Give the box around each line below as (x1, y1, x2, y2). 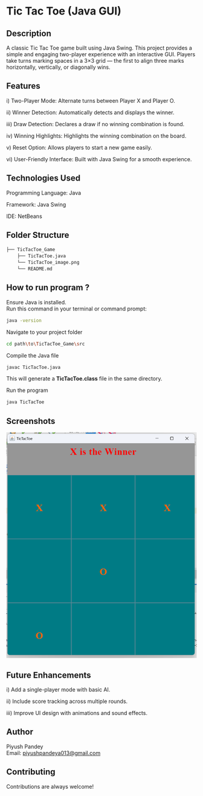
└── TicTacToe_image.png (17, 260, 80, 266)
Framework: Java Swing (6, 201, 66, 208)
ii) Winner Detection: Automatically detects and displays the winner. (6, 109, 175, 116)
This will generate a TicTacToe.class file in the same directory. (6, 375, 163, 382)
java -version (6, 317, 42, 324)
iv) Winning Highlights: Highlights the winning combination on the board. (6, 132, 187, 140)
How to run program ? (6, 283, 89, 293)
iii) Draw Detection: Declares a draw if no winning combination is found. (6, 120, 185, 127)
